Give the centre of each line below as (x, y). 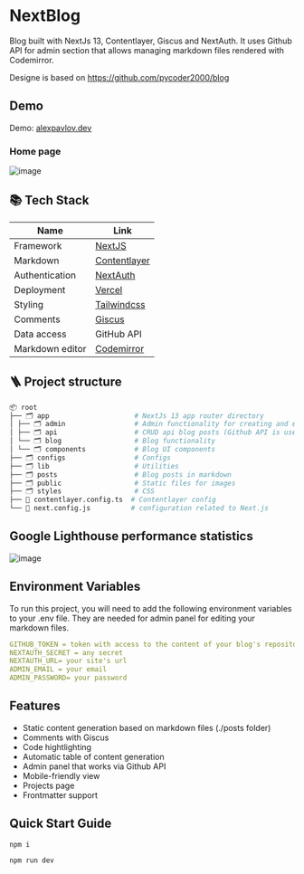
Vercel (109, 290)
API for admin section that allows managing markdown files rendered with (147, 50)
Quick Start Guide (61, 824)
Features (35, 706)
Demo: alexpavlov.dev (51, 128)
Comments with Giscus (66, 737)
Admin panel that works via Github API (94, 766)
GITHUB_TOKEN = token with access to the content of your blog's (135, 644)
